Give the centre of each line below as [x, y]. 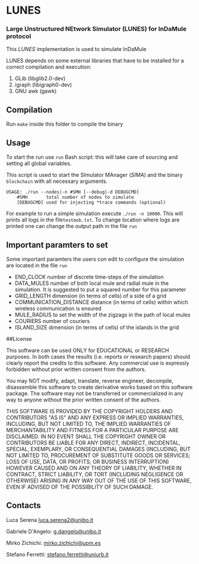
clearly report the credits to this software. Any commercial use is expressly [98, 363]
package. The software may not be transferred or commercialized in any [95, 393]
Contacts [24, 506]
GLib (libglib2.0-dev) [40, 78]
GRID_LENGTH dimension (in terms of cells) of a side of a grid [91, 296]
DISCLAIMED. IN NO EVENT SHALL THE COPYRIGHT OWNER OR [86, 436]
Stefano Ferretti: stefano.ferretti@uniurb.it [57, 554]
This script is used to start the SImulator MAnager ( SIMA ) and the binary [94, 175]
